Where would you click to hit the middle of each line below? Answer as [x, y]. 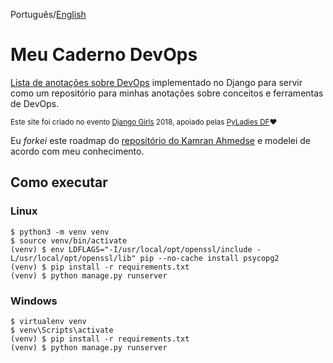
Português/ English [48, 14]
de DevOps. [35, 103]
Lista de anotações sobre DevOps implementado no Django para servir [156, 82]
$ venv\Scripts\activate [62, 330]
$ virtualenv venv [48, 321]
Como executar [59, 182]
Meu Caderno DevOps [104, 55]
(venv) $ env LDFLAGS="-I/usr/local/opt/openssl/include [131, 249]
